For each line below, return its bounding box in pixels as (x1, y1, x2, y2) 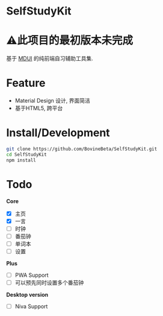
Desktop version (6, 291, 49, 299)
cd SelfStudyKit (6, 151, 47, 157)
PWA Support (14, 271, 49, 279)
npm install (6, 157, 36, 163)
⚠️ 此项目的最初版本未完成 (6, 34, 134, 48)
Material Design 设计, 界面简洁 (14, 97, 90, 104)
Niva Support (14, 303, 48, 310)
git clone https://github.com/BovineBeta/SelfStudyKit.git (6, 146, 158, 152)
